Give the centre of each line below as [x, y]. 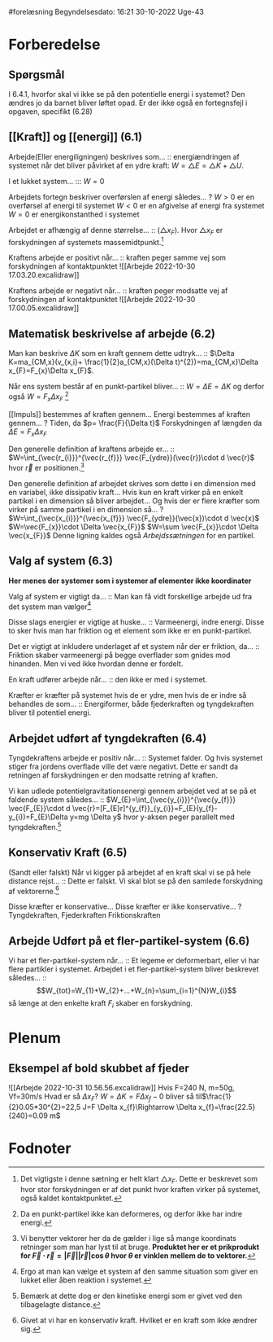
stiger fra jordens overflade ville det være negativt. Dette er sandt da [123, 767]
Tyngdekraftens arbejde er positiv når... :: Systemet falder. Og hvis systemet [136, 758]
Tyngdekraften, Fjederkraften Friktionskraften [84, 915]
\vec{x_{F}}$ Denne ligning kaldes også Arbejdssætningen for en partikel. [132, 535]
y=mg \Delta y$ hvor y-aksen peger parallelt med [152, 817]
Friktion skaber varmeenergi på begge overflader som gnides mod [119, 656]
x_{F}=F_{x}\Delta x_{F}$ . [51, 371]
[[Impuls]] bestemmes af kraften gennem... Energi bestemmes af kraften [129, 414]
